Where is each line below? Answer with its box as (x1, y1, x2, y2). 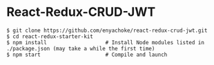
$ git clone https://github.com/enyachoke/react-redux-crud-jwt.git (6, 27, 208, 34)
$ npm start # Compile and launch (6, 51, 168, 58)
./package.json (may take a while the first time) (6, 45, 155, 52)
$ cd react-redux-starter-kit (6, 32, 94, 40)
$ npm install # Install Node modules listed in (6, 39, 205, 46)
